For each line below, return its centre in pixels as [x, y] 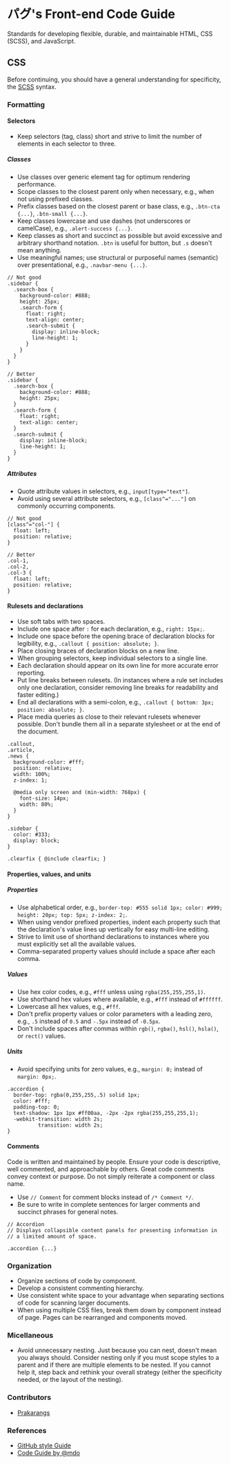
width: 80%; [37, 804]
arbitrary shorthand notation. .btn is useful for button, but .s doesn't [114, 243]
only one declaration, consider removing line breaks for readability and [118, 688]
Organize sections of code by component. [77, 1281]
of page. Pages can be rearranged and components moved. [102, 1318]
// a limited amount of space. [52, 1236]
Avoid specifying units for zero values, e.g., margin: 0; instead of [110, 1069]
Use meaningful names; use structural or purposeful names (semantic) [118, 257]
